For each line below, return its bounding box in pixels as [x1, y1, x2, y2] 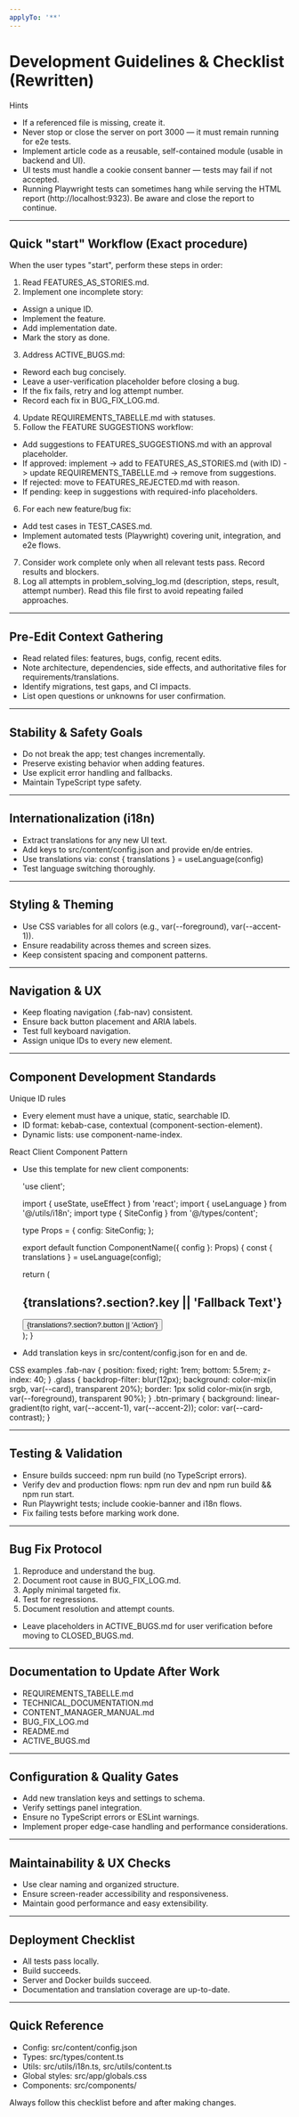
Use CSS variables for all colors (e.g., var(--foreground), [21, 921, 230, 932]
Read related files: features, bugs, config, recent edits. [21, 653, 222, 664]
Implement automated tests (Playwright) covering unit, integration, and [21, 531, 282, 541]
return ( [21, 1269, 51, 1280]
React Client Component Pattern [9, 1146, 128, 1158]
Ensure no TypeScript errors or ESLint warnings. [21, 1812, 200, 1822]
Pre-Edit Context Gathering [9, 629, 164, 644]
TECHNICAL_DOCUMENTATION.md [21, 1698, 154, 1708]
